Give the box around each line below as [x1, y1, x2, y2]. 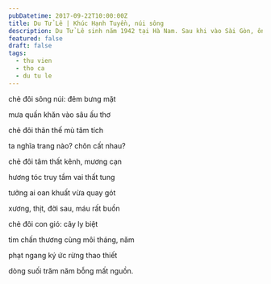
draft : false [8, 42, 52, 50]
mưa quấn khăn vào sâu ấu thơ [8, 110, 111, 119]
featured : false [8, 34, 63, 43]
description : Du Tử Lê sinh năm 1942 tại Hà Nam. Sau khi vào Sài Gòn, [8, 27, 254, 35]
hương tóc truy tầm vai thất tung [8, 172, 115, 182]
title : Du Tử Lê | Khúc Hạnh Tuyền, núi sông [8, 19, 164, 27]
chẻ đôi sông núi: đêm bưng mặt [8, 94, 116, 103]
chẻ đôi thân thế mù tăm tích [8, 125, 103, 135]
